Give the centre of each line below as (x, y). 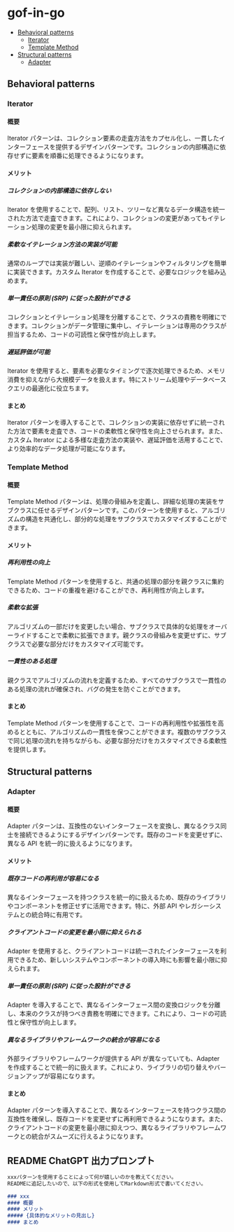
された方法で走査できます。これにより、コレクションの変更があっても (108, 218)
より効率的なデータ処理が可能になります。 (68, 448)
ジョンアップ (25, 1076)
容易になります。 (74, 1076)
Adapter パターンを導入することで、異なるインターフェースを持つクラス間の (117, 1110)
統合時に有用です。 (59, 915)
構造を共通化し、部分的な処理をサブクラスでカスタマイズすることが (123, 519)
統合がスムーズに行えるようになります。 (89, 1137)
